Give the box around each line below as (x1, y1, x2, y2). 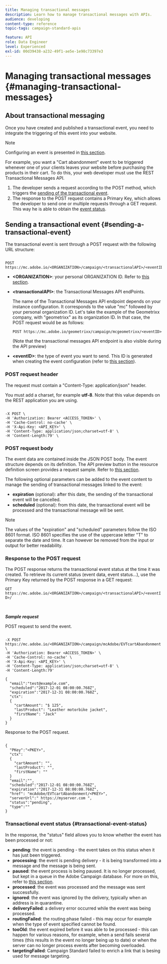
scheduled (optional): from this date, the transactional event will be (12, 502, 151, 508)
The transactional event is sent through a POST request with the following (5, 241, 157, 247)
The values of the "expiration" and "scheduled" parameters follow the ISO (5, 526, 157, 532)
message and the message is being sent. (12, 863, 96, 869)
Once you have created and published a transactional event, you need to (5, 124, 154, 130)
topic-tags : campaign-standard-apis (5, 26, 81, 31)
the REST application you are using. (5, 397, 78, 403)
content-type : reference (5, 21, 57, 26)
